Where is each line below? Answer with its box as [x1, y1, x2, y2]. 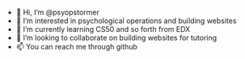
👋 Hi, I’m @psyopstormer [15, 8, 99, 17]
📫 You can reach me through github [15, 42, 137, 51]
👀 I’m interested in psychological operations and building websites [15, 16, 237, 26]
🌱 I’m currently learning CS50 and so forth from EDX [15, 25, 191, 33]
